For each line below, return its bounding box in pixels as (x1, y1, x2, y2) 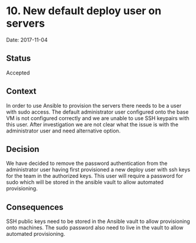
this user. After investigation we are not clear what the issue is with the (6, 121, 179, 128)
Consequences (6, 202, 64, 212)
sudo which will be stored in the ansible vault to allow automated (6, 179, 164, 186)
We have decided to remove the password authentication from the (6, 160, 168, 167)
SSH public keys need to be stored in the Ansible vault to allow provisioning (6, 218, 191, 225)
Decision (6, 144, 40, 154)
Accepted (6, 69, 30, 76)
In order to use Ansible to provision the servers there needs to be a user (6, 102, 182, 109)
